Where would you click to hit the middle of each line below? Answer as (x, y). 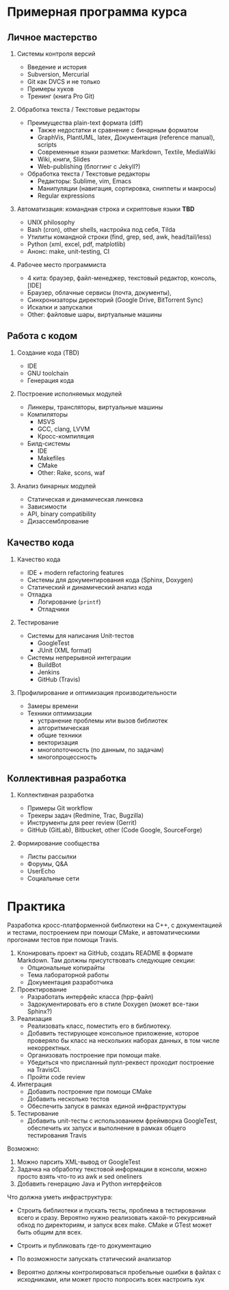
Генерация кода (51, 380)
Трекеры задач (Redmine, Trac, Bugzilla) (85, 816)
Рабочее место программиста (62, 265)
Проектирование (42, 989)
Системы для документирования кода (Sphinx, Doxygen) (110, 580)
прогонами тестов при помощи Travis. (63, 940)
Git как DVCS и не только (64, 82)
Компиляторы (48, 414)
